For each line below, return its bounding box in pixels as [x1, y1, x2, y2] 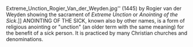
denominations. [6, 36, 44, 42]
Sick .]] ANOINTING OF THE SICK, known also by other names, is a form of [6, 17, 185, 24]
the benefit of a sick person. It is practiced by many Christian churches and [6, 30, 188, 37]
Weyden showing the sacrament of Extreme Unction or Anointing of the [6, 11, 178, 18]
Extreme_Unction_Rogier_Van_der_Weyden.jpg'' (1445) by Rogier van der [6, 5, 182, 12]
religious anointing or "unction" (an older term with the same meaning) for [6, 23, 184, 30]
